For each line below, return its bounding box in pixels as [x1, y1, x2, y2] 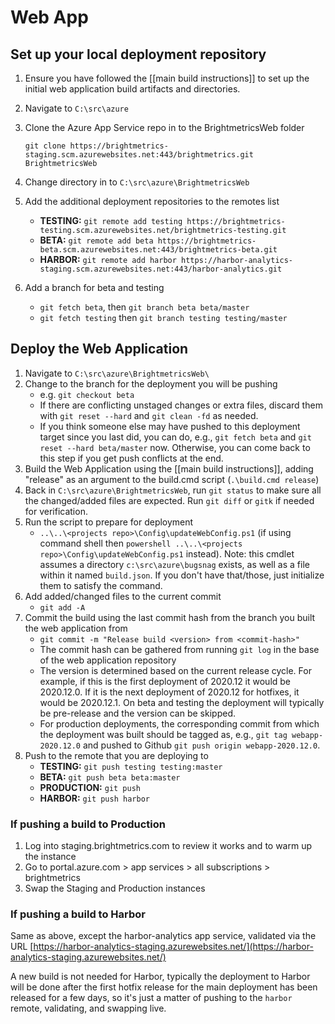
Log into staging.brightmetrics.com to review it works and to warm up [24, 840, 313, 852]
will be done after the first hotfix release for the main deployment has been [10, 981, 318, 993]
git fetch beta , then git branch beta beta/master [39, 301, 250, 313]
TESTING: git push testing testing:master [39, 760, 223, 772]
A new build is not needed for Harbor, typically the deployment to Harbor [10, 971, 311, 983]
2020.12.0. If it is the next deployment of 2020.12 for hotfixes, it [39, 686, 300, 698]
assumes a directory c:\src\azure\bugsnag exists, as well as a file [39, 558, 310, 570]
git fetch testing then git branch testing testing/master [39, 312, 288, 323]
